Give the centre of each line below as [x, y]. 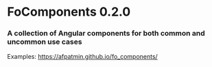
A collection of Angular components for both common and [106, 33]
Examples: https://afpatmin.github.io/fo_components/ [82, 57]
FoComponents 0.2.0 [69, 12]
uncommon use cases [45, 42]
